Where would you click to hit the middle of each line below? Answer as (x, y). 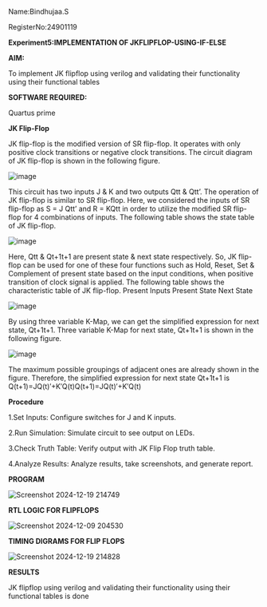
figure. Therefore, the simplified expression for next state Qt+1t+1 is (119, 378)
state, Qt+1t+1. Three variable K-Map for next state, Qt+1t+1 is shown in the (131, 330)
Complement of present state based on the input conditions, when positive (131, 274)
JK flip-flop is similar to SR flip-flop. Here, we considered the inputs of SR (129, 200)
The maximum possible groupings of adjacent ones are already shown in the (134, 369)
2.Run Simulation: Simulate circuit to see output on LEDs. (102, 433)
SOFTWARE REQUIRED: (48, 97)
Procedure (26, 402)
